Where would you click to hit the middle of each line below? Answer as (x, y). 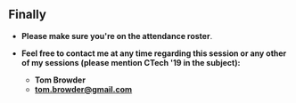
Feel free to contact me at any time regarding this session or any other (154, 53)
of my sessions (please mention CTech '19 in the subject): (131, 62)
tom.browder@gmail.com (83, 89)
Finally (27, 15)
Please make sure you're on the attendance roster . (117, 36)
